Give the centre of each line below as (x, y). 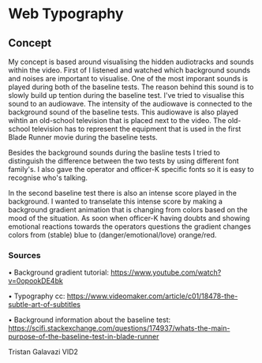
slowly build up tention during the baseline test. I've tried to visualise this (126, 95)
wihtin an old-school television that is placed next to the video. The (117, 120)
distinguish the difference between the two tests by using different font (124, 161)
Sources (24, 255)
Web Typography (66, 14)
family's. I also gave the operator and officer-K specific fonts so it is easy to (131, 169)
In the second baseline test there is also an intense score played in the (122, 193)
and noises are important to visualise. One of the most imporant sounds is (128, 79)
